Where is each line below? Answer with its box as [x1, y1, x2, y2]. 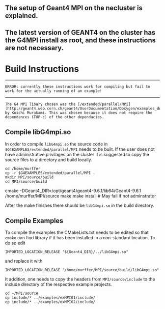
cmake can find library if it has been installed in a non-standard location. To [5, 235, 156, 241]
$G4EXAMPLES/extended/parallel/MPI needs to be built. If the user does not [5, 146, 155, 152]
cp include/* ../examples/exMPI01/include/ [5, 295, 96, 300]
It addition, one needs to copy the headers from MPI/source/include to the [5, 276, 156, 282]
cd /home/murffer [5, 166, 41, 171]
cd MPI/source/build [5, 179, 48, 184]
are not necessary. [5, 44, 64, 52]
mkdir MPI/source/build [5, 174, 54, 180]
